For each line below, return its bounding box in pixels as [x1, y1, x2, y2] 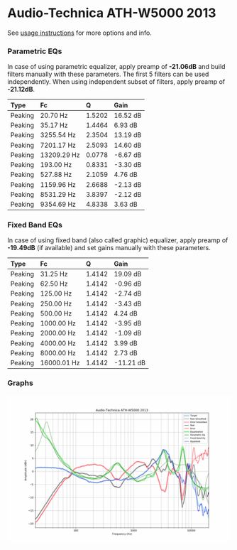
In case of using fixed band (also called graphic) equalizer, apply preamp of [7, 236, 228, 244]
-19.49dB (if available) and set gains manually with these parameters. [7, 244, 211, 252]
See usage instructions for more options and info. [7, 28, 153, 37]
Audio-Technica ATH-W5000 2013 [7, 5, 216, 21]
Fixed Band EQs [7, 220, 62, 230]
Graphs [7, 378, 33, 388]
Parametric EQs [7, 46, 62, 56]
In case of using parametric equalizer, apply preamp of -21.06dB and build [7, 63, 226, 71]
